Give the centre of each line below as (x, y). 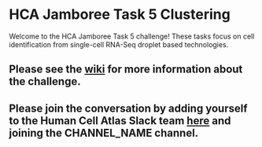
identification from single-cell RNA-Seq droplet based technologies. (119, 44)
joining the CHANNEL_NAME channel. (104, 132)
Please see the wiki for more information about (126, 70)
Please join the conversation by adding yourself (128, 108)
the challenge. (45, 81)
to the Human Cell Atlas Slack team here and (120, 121)
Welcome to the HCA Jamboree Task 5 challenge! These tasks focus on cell (132, 36)
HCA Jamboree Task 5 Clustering (120, 15)
